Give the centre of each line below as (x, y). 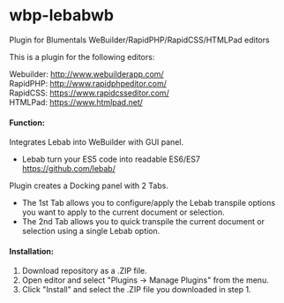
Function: (27, 122)
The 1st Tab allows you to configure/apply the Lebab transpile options (149, 203)
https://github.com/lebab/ (69, 169)
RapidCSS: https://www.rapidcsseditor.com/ (89, 93)
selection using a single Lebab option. (91, 231)
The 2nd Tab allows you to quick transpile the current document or (143, 222)
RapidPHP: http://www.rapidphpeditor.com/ (88, 83)
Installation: (32, 251)
